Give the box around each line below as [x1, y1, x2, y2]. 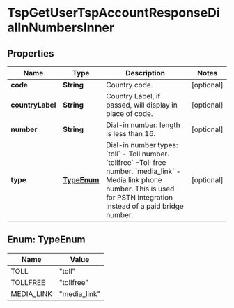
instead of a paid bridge [105, 201, 185, 211]
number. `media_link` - [105, 166, 181, 176]
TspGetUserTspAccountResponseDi [7, 5, 220, 21]
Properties [7, 47, 54, 59]
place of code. [105, 109, 153, 118]
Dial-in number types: [105, 140, 178, 149]
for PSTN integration [105, 193, 173, 202]
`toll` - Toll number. [105, 149, 169, 159]
